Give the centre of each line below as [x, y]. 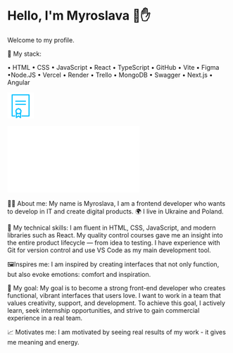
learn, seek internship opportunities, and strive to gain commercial [103, 310]
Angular [19, 82]
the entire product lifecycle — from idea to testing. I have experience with [114, 242]
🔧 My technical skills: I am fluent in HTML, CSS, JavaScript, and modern [112, 228]
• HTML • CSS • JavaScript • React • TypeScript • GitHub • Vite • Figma [113, 67]
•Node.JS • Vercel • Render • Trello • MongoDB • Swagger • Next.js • [110, 75]
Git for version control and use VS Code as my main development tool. [109, 250]
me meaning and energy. [43, 342]
